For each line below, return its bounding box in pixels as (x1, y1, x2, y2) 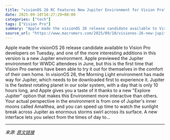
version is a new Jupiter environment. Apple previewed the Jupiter (5, 55, 144, 61)
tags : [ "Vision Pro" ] (5, 21, 51, 27)
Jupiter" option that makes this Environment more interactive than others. (5, 93, 158, 99)
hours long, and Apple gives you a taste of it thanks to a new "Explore (5, 88, 151, 93)
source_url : (5, 31, 30, 36)
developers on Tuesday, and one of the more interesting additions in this (5, 50, 156, 56)
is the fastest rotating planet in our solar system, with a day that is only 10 (5, 82, 158, 88)
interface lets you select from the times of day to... (5, 114, 110, 120)
